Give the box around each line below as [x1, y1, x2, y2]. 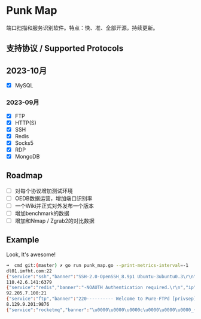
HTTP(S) [14, 119, 37, 126]
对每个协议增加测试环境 [14, 187, 73, 195]
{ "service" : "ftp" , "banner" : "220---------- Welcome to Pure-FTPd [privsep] [6, 296, 197, 302]
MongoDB [14, 153, 40, 160]
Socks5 [14, 139, 34, 147]
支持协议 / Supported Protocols [6, 43, 124, 54]
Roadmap [6, 171, 43, 181]
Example [6, 235, 39, 245]
